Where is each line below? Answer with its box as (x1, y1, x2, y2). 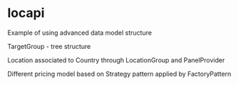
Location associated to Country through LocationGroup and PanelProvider (7, 55, 225, 64)
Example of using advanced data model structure (7, 28, 152, 37)
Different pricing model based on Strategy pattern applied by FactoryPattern (7, 69, 232, 78)
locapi (7, 5, 45, 21)
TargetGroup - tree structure (7, 42, 91, 50)
